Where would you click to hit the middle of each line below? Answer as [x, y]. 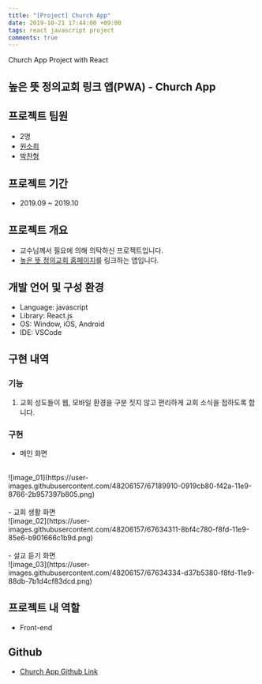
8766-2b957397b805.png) [52, 494]
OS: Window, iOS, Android [62, 324]
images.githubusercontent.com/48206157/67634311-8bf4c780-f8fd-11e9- [129, 529]
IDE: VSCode [41, 332]
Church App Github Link [59, 671]
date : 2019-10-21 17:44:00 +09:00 [65, 23]
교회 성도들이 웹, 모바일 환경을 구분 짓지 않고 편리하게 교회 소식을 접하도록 [133, 402]
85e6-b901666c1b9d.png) [51, 537]
